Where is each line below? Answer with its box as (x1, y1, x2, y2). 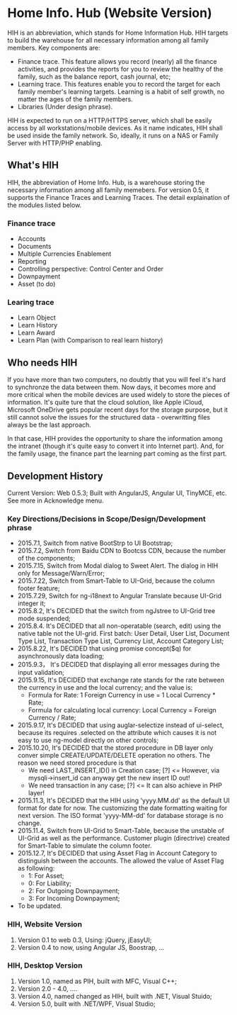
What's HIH (7, 159, 59, 172)
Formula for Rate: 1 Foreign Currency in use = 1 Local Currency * (28, 691, 216, 700)
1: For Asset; (28, 872, 64, 880)
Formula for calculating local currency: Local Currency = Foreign (28, 706, 217, 714)
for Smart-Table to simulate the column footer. (17, 841, 152, 850)
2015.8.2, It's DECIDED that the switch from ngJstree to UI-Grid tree (17, 607, 216, 615)
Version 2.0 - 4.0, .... (17, 984, 78, 993)
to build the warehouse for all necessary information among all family (7, 35, 209, 44)
